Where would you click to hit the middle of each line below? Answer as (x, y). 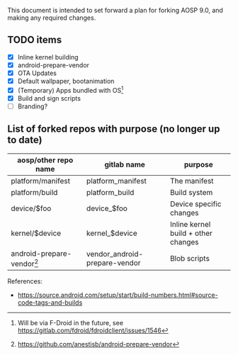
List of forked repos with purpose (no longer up (114, 129)
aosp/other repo (45, 160)
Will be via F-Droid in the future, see (70, 323)
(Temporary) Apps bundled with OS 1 (70, 90)
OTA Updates (37, 73)
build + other (191, 233)
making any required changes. (52, 18)
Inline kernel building (48, 57)
